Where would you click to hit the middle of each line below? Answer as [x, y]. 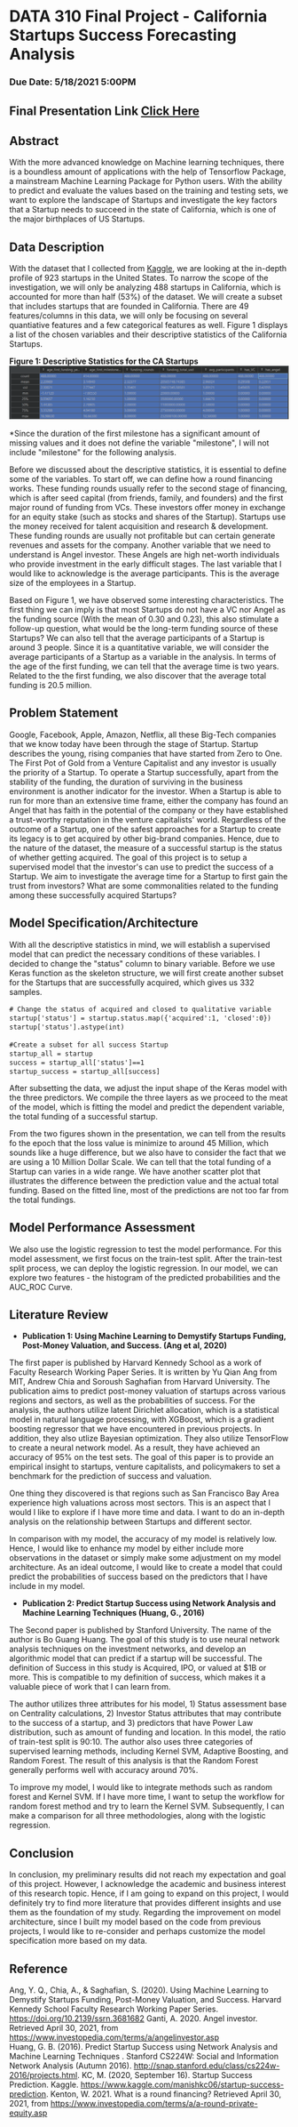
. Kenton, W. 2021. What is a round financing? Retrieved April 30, [164, 2094]
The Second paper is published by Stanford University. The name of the [141, 1630]
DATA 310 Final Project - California [138, 16]
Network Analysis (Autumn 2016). [71, 2066]
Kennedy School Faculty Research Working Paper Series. [114, 2009]
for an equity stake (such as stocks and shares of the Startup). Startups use [148, 517]
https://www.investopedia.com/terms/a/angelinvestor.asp [114, 2037]
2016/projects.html [43, 2075]
